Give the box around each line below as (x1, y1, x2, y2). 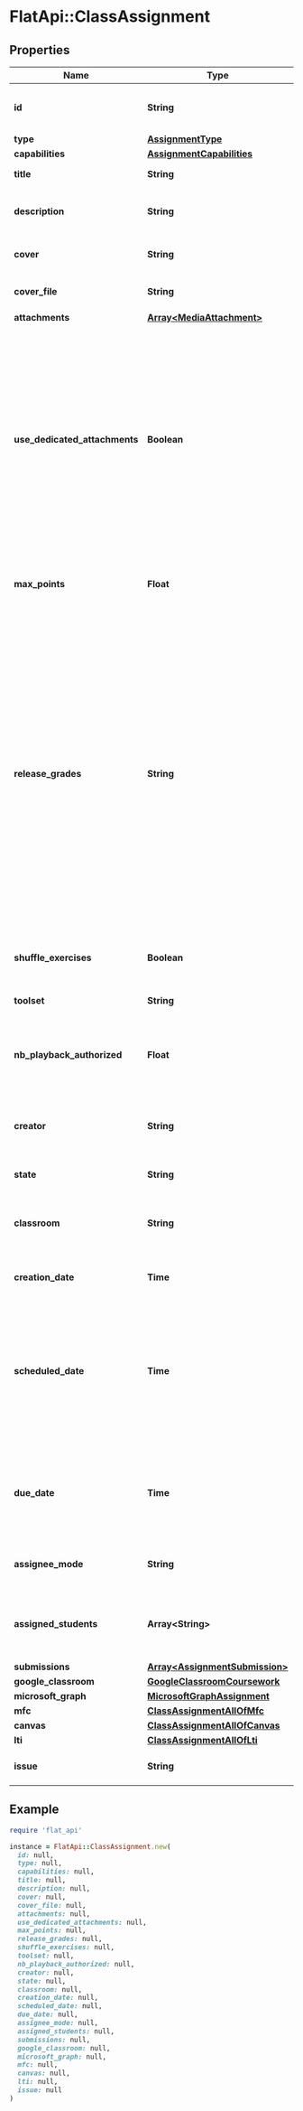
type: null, (17, 1859, 63, 1868)
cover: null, (17, 1892, 67, 1901)
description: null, (17, 1884, 91, 1893)
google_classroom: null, (17, 2043, 111, 2052)
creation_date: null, (17, 1994, 99, 2003)
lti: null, (17, 2078, 59, 2087)
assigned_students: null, (17, 2026, 115, 2036)
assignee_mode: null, (17, 2019, 99, 2028)
